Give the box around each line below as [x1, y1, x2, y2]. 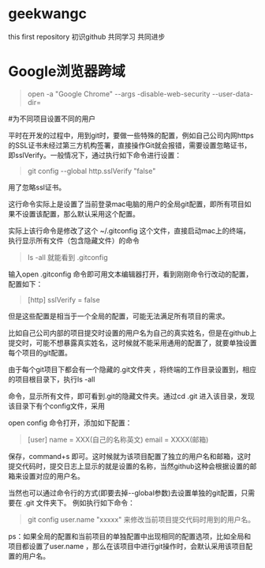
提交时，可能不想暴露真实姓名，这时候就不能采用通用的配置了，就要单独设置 [8, 337, 257, 348]
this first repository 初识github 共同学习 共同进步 [8, 32, 166, 41]
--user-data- [211, 88, 254, 99]
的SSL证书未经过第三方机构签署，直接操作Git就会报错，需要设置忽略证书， [8, 140, 252, 150]
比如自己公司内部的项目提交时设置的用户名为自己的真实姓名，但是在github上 [8, 328, 257, 337]
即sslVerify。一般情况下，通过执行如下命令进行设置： [8, 150, 182, 160]
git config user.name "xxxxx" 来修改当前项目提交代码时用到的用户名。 [27, 514, 255, 524]
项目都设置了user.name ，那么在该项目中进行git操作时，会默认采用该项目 [8, 541, 246, 551]
